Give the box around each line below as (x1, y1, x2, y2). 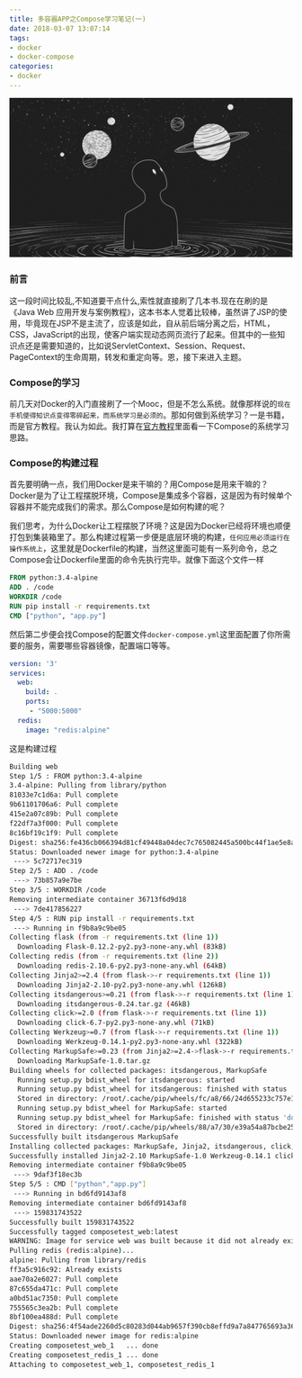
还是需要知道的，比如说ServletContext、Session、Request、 (24, 340, 251, 351)
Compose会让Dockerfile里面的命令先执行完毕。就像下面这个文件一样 (9, 554, 265, 565)
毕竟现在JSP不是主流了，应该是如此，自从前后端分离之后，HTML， (24, 318, 275, 329)
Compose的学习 (9, 376, 81, 389)
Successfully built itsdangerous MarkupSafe (9, 1132, 179, 1141)
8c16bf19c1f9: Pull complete (9, 828, 119, 837)
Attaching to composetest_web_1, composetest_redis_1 (9, 1360, 216, 1369)
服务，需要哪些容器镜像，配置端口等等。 (24, 640, 175, 651)
